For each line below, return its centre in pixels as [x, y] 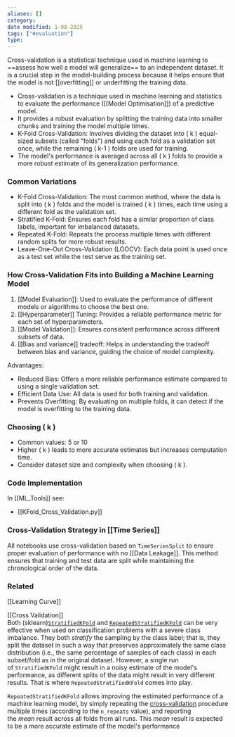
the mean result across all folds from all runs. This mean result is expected [115, 718]
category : [22, 20]
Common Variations [42, 182]
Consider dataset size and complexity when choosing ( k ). [102, 465]
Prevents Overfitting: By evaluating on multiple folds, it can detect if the [120, 401]
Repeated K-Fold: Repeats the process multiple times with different [114, 234]
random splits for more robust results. [72, 242]
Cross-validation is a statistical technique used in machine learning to [108, 60]
